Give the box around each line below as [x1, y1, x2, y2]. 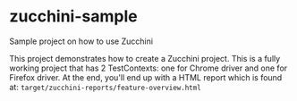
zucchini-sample [9, 6, 138, 27]
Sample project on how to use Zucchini [9, 36, 154, 46]
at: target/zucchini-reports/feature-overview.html [9, 81, 201, 92]
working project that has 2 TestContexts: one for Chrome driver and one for [9, 63, 288, 73]
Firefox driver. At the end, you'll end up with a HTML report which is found [9, 72, 283, 82]
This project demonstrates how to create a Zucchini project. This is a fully [9, 53, 281, 63]
